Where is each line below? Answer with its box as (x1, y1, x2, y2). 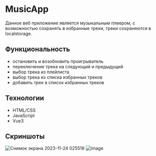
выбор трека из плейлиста (12, 69, 69, 75)
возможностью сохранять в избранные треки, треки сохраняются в (5, 25, 151, 31)
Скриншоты (5, 132, 45, 141)
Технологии (5, 94, 44, 103)
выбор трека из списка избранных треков (12, 74, 102, 80)
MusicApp (5, 3, 49, 15)
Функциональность (5, 45, 70, 53)
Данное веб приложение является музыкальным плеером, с (5, 20, 135, 26)
